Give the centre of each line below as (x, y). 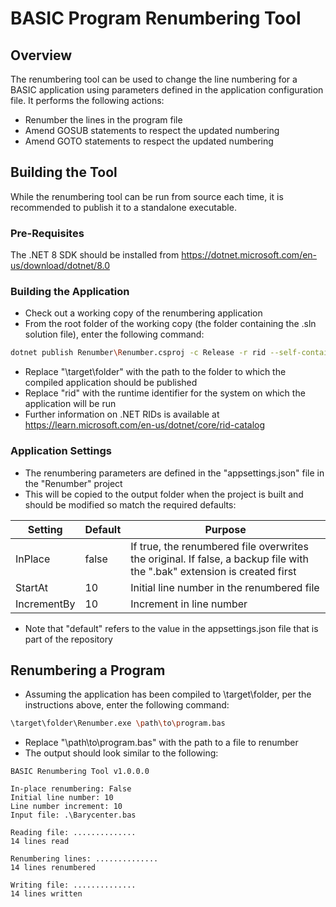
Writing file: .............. (73, 885)
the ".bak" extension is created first (213, 571)
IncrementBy (45, 604)
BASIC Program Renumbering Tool (156, 18)
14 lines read (40, 842)
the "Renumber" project (73, 483)
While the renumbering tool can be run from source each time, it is (147, 196)
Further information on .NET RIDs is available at (122, 414)
